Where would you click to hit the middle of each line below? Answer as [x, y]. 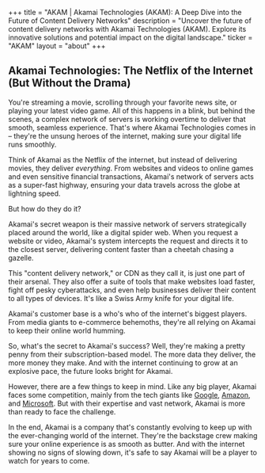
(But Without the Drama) [70, 83]
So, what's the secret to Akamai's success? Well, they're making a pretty [127, 345]
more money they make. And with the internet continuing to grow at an [123, 362]
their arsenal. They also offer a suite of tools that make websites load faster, [132, 281]
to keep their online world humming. [67, 330]
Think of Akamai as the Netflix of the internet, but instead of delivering [123, 159]
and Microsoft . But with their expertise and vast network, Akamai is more [127, 403]
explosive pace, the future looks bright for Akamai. [91, 371]
